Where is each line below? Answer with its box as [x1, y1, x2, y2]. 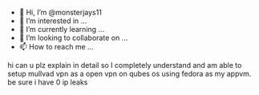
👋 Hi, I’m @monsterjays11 [18, 8, 102, 17]
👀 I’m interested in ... [18, 16, 87, 26]
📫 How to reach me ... [18, 42, 94, 51]
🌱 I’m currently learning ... [18, 25, 105, 34]
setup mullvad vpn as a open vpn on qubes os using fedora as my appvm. [7, 69, 252, 78]
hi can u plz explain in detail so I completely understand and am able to [7, 61, 242, 69]
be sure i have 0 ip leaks [7, 77, 88, 87]
